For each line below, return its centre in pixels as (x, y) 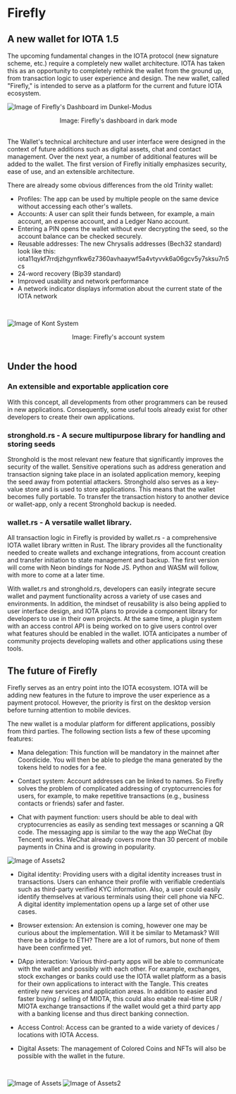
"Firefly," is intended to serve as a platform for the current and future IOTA (115, 86)
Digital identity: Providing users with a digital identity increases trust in (119, 874)
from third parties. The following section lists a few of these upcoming (109, 731)
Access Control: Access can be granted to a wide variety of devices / (118, 1027)
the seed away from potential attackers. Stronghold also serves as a (106, 482)
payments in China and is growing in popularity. (87, 847)
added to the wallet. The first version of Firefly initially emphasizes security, (117, 164)
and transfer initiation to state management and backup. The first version (113, 560)
